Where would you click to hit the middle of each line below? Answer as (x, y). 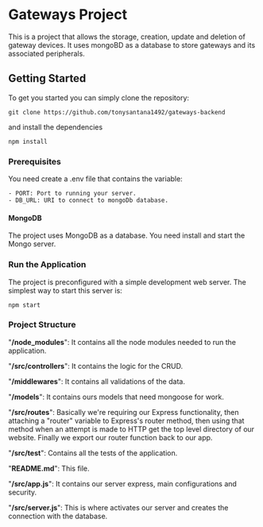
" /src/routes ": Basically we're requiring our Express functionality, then (124, 412)
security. (23, 492)
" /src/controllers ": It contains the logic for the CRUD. (96, 366)
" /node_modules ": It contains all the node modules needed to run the (122, 342)
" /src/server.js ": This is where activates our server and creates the (118, 507)
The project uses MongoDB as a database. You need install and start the (127, 235)
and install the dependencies (56, 127)
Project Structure (42, 325)
